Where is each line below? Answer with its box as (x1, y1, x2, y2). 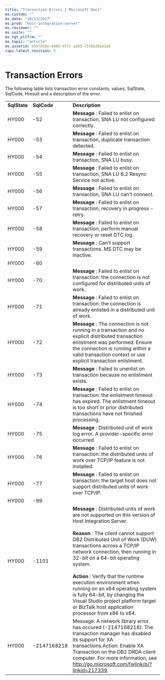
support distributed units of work (72, 483, 148, 490)
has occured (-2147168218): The (72, 624, 154, 631)
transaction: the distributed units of (72, 451, 154, 457)
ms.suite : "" (5, 30, 32, 35)
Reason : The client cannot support (72, 530, 154, 537)
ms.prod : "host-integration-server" (5, 21, 80, 26)
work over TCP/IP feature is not (72, 457, 145, 464)
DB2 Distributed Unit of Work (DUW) (72, 536, 157, 543)
